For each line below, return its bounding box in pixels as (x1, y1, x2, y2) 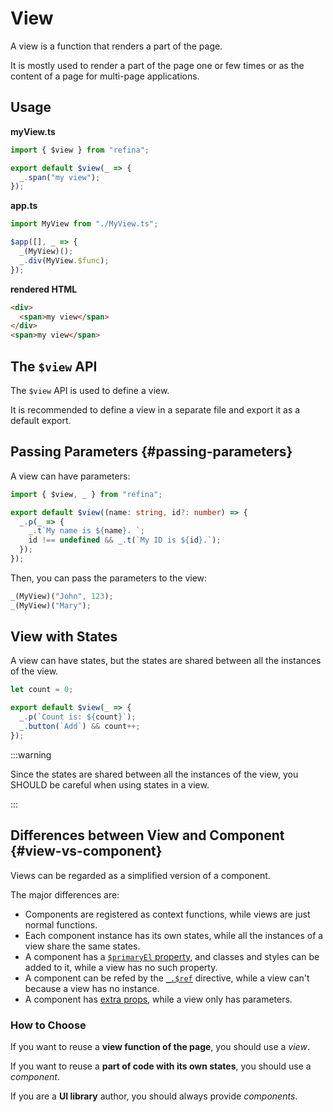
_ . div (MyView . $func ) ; (19, 255, 110, 266)
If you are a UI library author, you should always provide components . (10, 1090, 298, 1102)
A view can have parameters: (10, 470, 131, 482)
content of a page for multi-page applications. (10, 70, 200, 82)
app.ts (10, 200, 38, 212)
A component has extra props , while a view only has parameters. (24, 993, 293, 1005)
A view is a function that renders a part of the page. (10, 40, 223, 52)
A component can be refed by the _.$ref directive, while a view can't (24, 972, 310, 984)
